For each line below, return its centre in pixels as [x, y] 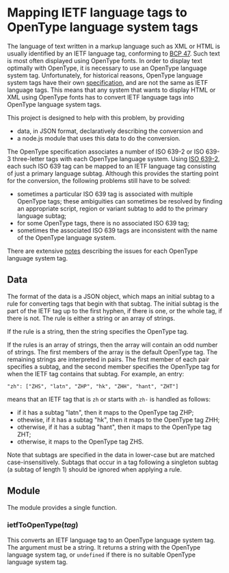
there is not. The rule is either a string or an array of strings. [91, 318]
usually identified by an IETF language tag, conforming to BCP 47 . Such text [113, 53]
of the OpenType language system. [66, 237]
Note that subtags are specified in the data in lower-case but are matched [111, 454]
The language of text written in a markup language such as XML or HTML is [114, 46]
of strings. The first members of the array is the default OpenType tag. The [112, 352]
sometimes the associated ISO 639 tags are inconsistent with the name [117, 230]
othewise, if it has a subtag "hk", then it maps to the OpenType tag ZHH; [118, 419]
